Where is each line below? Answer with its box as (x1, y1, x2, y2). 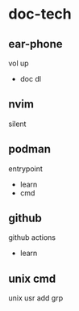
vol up (8, 58, 30, 68)
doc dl (19, 74, 42, 83)
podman (8, 142, 51, 156)
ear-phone (8, 37, 63, 51)
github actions (8, 233, 56, 242)
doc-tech (8, 5, 72, 23)
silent (8, 119, 27, 128)
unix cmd (8, 271, 56, 285)
